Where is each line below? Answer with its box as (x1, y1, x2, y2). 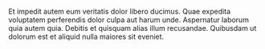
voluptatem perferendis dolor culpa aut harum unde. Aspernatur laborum (8, 15, 249, 24)
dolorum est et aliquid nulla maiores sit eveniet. (8, 32, 165, 41)
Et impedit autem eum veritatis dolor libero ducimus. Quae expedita (8, 7, 231, 16)
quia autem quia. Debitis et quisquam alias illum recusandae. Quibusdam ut (8, 24, 257, 32)
